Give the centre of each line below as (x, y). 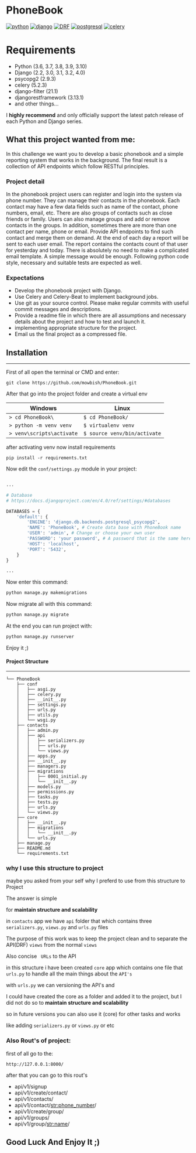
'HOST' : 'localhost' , (53, 544)
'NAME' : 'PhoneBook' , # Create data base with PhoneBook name (104, 528)
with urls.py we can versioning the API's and (60, 985)
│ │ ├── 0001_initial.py (52, 777)
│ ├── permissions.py (45, 792)
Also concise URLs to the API (41, 956)
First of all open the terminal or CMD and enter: (63, 372)
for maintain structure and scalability (52, 910)
